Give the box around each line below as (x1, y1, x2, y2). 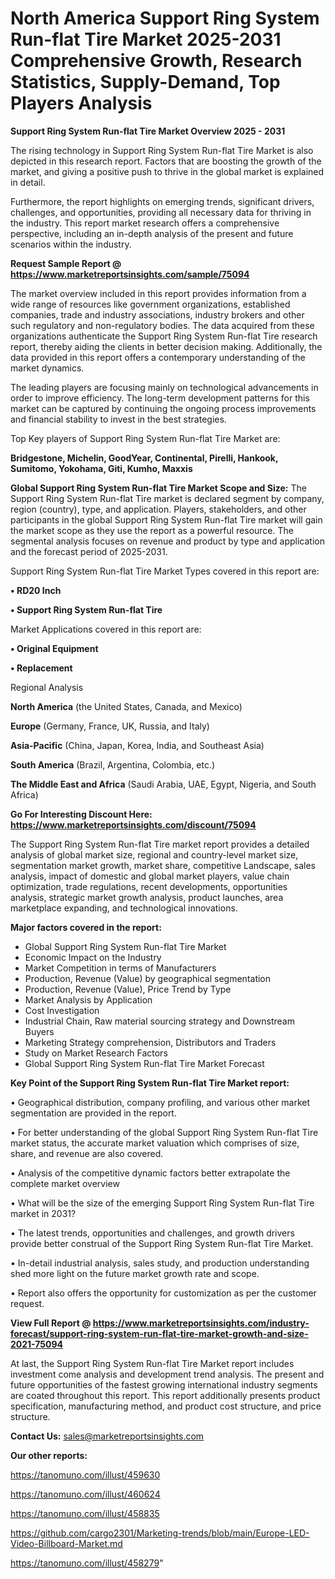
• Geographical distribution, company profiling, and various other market (10, 1096, 311, 1108)
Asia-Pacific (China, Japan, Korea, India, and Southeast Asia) (10, 739, 265, 751)
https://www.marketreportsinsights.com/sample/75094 (10, 268, 250, 280)
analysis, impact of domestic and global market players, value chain (10, 870, 290, 882)
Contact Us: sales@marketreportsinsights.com (10, 1430, 205, 1442)
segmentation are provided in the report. (10, 1107, 177, 1119)
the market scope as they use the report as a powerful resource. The (10, 524, 294, 536)
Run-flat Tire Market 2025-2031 (10, 28, 282, 51)
